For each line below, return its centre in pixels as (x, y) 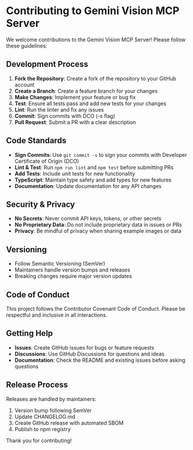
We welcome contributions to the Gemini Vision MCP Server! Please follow (96, 39)
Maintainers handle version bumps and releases (72, 270)
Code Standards (36, 141)
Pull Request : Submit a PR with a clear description (75, 122)
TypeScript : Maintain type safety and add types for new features (93, 180)
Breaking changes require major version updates (73, 276)
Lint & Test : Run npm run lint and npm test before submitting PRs (94, 167)
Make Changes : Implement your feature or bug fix (75, 97)
